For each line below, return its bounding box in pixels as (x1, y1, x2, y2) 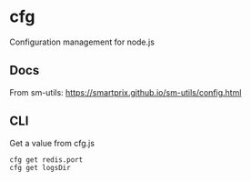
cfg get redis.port (9, 155, 84, 165)
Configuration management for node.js (9, 36, 155, 47)
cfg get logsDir (9, 164, 71, 173)
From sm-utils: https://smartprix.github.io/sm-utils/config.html (9, 86, 242, 97)
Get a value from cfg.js (9, 137, 95, 148)
